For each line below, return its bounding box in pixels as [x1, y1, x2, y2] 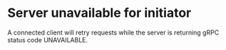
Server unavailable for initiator [7, 5, 192, 21]
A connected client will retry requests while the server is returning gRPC [7, 28, 220, 37]
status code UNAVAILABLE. [7, 35, 88, 44]
